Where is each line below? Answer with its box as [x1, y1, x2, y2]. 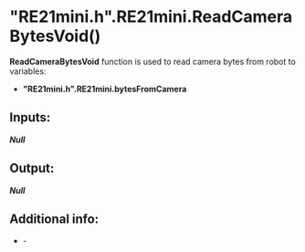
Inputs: [9, 110, 51, 125]
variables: [9, 66, 47, 77]
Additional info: [9, 211, 100, 226]
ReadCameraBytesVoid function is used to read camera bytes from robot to [9, 56, 297, 67]
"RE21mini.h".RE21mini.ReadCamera [9, 6, 293, 27]
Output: [9, 161, 55, 176]
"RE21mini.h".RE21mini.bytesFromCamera [22, 83, 187, 94]
